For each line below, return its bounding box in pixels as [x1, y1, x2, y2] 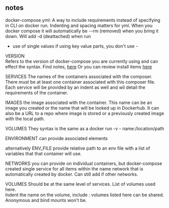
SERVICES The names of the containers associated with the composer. [5, 73, 153, 80]
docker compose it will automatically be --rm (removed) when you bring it [5, 27, 159, 34]
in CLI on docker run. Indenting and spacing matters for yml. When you [5, 22, 153, 28]
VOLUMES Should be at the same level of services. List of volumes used [5, 181, 155, 187]
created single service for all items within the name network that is [5, 165, 144, 171]
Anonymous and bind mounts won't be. [5, 197, 87, 203]
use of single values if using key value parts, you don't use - [12, 43, 138, 49]
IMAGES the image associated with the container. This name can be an [5, 99, 152, 106]
